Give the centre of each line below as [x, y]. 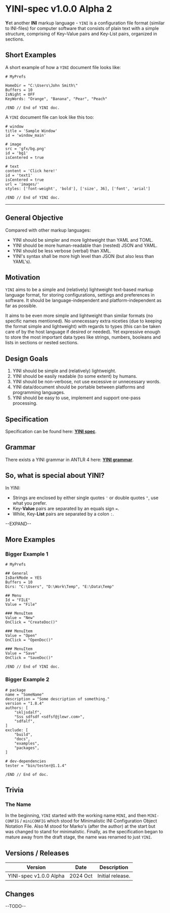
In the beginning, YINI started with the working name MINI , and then [76, 816]
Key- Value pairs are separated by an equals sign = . [66, 508]
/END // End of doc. [27, 774]
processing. [25, 403]
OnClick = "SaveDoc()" [29, 658]
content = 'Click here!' [31, 171]
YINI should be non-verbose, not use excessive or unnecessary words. [87, 382]
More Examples [30, 540]
